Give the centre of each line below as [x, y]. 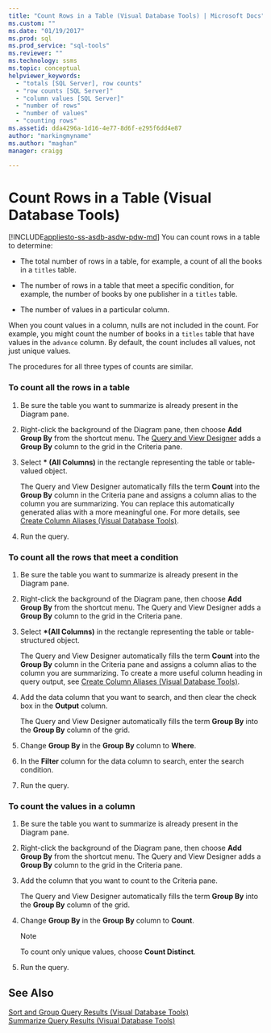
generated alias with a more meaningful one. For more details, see [130, 512]
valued [31, 471]
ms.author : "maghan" [43, 143]
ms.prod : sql [30, 38]
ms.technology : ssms [43, 61]
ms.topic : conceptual [45, 69]
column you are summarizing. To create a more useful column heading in [141, 673]
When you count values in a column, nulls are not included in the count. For [133, 325]
